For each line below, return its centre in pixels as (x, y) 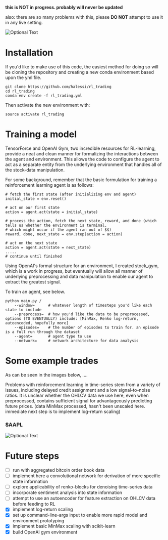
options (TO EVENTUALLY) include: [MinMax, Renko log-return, (72, 318)
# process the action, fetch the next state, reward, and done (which (81, 221)
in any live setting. (24, 23)
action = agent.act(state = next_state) (48, 247)
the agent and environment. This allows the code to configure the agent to (82, 159)
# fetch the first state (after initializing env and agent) (71, 194)
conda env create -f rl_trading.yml (44, 96)
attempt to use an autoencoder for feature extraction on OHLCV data (84, 499)
